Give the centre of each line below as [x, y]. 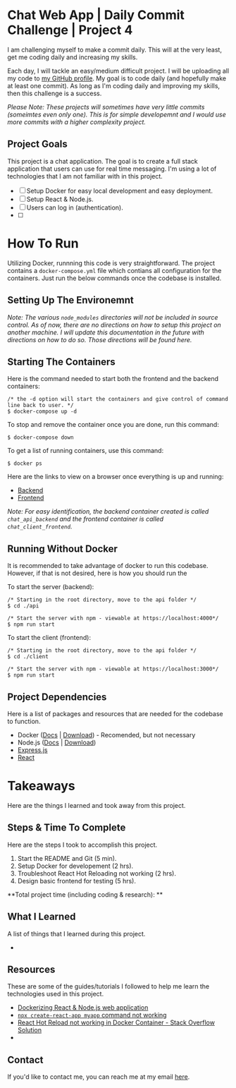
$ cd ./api [23, 606]
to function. [24, 721]
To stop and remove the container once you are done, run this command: [113, 425]
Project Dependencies [57, 697]
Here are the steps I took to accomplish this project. [82, 845]
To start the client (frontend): [49, 638]
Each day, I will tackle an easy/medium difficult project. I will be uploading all [118, 71]
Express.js [32, 750]
